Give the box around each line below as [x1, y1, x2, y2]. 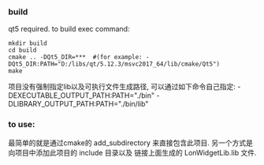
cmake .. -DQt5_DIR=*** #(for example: [8, 54, 143, 62]
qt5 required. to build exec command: [8, 24, 130, 34]
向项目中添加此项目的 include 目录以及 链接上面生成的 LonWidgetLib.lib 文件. [8, 148, 258, 157]
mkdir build [8, 39, 47, 47]
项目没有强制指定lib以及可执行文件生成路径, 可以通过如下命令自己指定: [8, 82, 236, 92]
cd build [8, 47, 37, 54]
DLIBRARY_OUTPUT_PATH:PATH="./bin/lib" [8, 99, 149, 109]
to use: [8, 119, 35, 130]
